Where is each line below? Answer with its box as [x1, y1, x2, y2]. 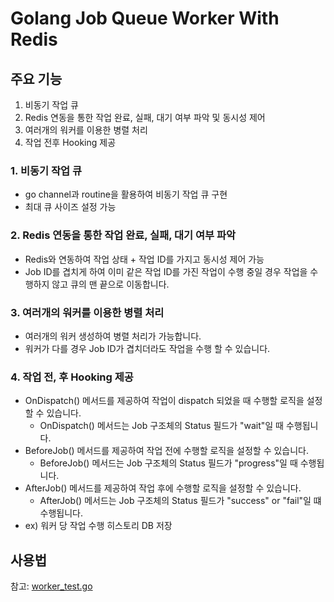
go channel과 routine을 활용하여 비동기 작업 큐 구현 [24, 188, 228, 201]
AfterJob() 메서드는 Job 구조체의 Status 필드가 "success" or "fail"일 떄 [39, 495, 322, 507]
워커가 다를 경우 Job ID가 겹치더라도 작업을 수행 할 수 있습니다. [24, 342, 271, 354]
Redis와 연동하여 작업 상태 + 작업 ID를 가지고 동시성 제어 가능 [24, 253, 265, 265]
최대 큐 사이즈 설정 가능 [24, 201, 117, 213]
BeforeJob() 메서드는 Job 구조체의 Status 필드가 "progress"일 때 [39, 457, 298, 469]
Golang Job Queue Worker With [10, 7, 280, 30]
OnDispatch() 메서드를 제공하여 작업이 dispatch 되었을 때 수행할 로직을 [24, 395, 305, 407]
